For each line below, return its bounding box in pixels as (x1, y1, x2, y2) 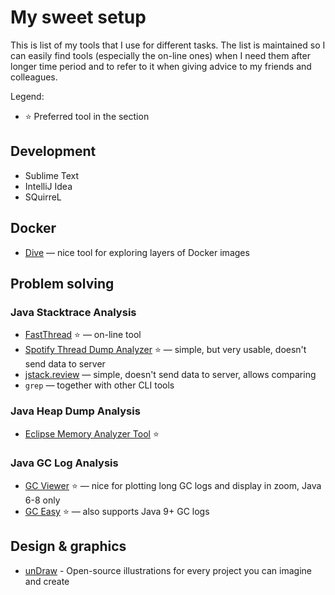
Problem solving (10, 275, 115, 292)
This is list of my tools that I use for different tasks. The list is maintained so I (10, 39, 326, 51)
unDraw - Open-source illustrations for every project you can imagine (24, 564, 312, 576)
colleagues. (10, 71, 58, 83)
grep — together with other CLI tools (24, 379, 175, 391)
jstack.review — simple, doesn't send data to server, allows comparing (24, 369, 317, 381)
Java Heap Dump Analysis (10, 404, 141, 418)
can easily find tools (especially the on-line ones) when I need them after (10, 49, 311, 61)
